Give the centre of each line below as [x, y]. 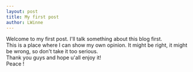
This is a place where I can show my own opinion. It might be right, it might [97, 45]
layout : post [22, 11]
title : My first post [33, 17]
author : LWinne [25, 22]
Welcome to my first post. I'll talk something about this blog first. [84, 39]
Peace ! [15, 64]
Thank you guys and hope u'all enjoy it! [54, 58]
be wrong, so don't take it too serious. [52, 52]
